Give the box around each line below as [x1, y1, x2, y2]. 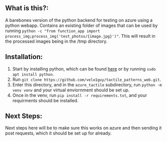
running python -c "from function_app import [5, 27, 100, 34]
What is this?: [5, 4, 49, 12]
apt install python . [12, 71, 54, 77]
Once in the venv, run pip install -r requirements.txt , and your [12, 92, 148, 98]
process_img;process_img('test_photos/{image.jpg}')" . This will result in [5, 33, 156, 39]
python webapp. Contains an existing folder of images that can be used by [5, 22, 158, 28]
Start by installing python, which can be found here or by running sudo [12, 66, 156, 71]
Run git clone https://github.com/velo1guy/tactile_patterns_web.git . [12, 76, 162, 82]
